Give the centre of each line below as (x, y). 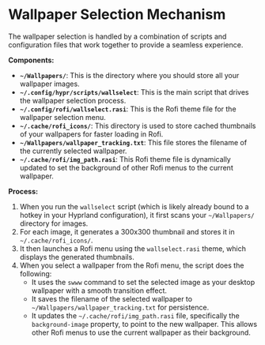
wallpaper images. (50, 84)
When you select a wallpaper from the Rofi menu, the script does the (132, 265)
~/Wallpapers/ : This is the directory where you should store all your (129, 75)
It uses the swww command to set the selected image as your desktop (143, 282)
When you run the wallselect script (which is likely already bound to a (134, 206)
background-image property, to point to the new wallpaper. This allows (144, 324)
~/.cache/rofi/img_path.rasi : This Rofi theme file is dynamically (125, 159)
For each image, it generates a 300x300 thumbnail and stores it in (127, 231)
